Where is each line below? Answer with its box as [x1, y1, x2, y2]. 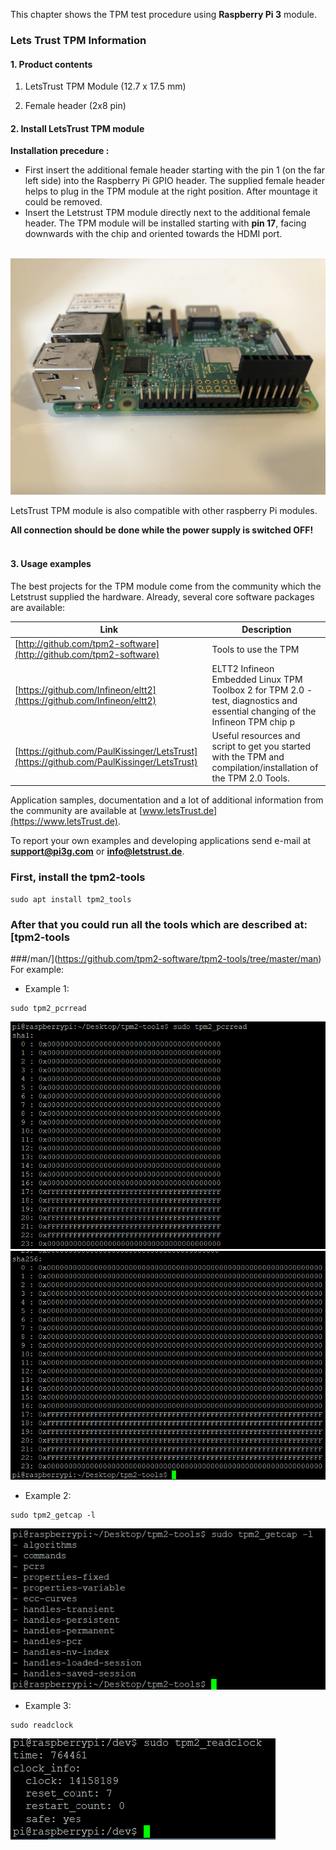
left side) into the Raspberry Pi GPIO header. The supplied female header [24, 175, 325, 187]
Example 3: [24, 1699, 72, 1711]
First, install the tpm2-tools [10, 870, 146, 884]
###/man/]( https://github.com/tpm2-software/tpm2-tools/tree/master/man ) [10, 952, 322, 964]
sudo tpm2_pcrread [10, 1003, 87, 1013]
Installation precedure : [10, 145, 110, 157]
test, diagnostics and [211, 694, 298, 706]
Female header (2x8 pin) [24, 100, 127, 112]
